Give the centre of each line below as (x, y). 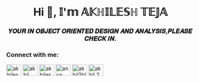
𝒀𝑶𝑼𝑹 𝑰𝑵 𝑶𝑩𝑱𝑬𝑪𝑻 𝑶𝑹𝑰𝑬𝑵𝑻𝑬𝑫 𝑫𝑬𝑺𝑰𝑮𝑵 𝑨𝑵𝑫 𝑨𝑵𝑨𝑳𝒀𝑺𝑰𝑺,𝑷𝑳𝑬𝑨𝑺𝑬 (100, 31)
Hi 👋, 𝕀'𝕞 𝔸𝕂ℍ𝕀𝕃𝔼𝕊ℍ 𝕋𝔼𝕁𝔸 (100, 12)
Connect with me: (33, 55)
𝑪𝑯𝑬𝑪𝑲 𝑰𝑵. (100, 39)
